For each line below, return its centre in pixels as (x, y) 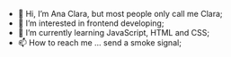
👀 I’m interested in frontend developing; (91, 23)
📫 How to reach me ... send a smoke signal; (100, 43)
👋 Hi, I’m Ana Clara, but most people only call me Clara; (120, 14)
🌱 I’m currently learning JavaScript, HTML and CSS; (114, 33)
